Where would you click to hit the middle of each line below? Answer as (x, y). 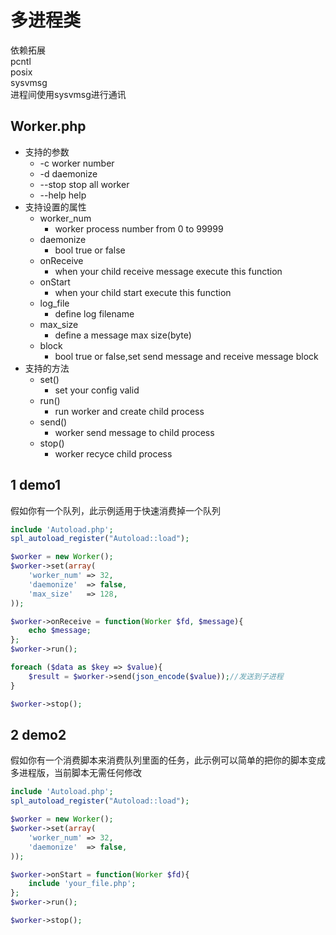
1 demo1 (36, 485)
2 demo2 (38, 734)
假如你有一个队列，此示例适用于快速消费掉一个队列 (115, 510)
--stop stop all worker (84, 184)
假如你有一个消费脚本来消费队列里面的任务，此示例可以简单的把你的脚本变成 (168, 760)
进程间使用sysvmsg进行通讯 (68, 94)
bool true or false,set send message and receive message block (186, 356)
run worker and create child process (129, 411)
